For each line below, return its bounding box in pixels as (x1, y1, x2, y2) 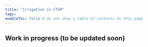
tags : (5, 12, 16, 16)
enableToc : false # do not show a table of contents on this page (5, 16, 143, 21)
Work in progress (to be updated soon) (5, 34, 126, 42)
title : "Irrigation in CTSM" (5, 7, 64, 12)
